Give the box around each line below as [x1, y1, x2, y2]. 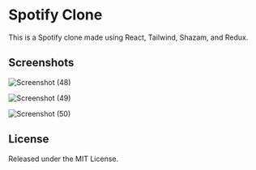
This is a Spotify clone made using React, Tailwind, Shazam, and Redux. [8, 32, 249, 42]
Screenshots [8, 56, 75, 70]
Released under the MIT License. [8, 154, 119, 164]
